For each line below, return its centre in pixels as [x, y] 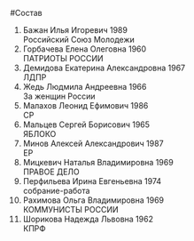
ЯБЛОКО [39, 134]
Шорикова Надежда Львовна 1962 [88, 219]
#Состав [26, 13]
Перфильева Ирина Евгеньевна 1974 [92, 181]
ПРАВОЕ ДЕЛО [51, 172]
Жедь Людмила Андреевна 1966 [85, 87]
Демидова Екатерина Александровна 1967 [104, 68]
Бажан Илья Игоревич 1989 [75, 30]
